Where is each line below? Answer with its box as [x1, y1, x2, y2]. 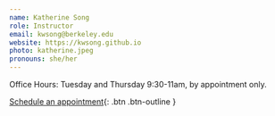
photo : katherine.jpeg [9, 46, 94, 55]
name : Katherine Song [9, 12, 90, 22]
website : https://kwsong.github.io [9, 37, 142, 47]
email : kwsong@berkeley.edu [9, 29, 114, 38]
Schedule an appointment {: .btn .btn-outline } [9, 96, 177, 107]
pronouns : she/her [9, 54, 78, 63]
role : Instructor [9, 21, 74, 30]
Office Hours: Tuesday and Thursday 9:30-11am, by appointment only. [9, 79, 268, 89]
